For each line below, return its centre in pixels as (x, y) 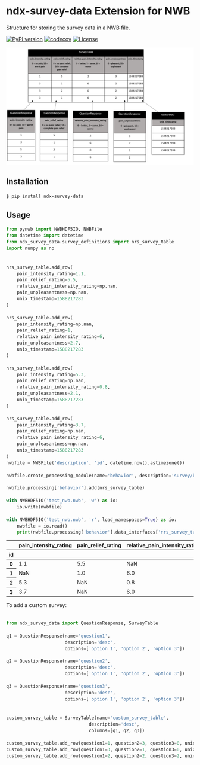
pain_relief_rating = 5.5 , (48, 280)
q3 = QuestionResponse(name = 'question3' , (58, 686)
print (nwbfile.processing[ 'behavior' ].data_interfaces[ (88, 532)
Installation (27, 182)
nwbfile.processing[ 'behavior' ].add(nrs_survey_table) (76, 488)
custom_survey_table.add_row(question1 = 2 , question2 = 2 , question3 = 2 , (94, 756)
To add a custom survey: (37, 605)
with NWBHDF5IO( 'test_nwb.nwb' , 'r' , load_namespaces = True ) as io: (92, 519)
